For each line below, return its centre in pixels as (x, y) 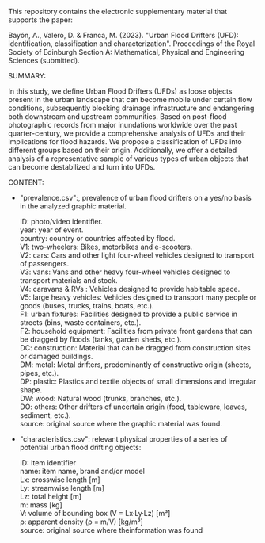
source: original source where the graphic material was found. (121, 424)
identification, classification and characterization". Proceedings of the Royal (132, 44)
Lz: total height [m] (50, 496)
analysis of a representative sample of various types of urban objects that (129, 159)
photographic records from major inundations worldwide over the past (123, 125)
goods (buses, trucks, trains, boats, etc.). (87, 306)
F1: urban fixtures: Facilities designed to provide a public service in (129, 314)
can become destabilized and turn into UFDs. (82, 167)
